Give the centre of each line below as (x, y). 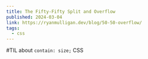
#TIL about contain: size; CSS (45, 50)
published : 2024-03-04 (34, 17)
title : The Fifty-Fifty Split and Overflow (61, 12)
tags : (13, 28)
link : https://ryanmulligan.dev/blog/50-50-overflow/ (74, 22)
